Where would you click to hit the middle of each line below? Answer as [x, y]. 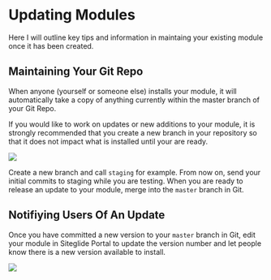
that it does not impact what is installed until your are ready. [108, 141]
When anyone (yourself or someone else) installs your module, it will [123, 91]
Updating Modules [72, 15]
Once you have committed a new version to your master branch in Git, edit [132, 235]
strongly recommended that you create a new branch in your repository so [133, 132]
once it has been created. [51, 45]
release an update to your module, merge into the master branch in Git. [127, 189]
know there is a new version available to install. [87, 252]
